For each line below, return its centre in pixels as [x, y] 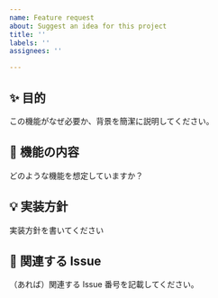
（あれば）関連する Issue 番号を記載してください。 [104, 284]
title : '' [28, 34]
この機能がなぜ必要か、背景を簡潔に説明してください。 [112, 121]
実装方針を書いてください [57, 230]
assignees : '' [36, 51]
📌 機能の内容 [44, 153]
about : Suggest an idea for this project [88, 26]
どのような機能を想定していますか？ [77, 176]
